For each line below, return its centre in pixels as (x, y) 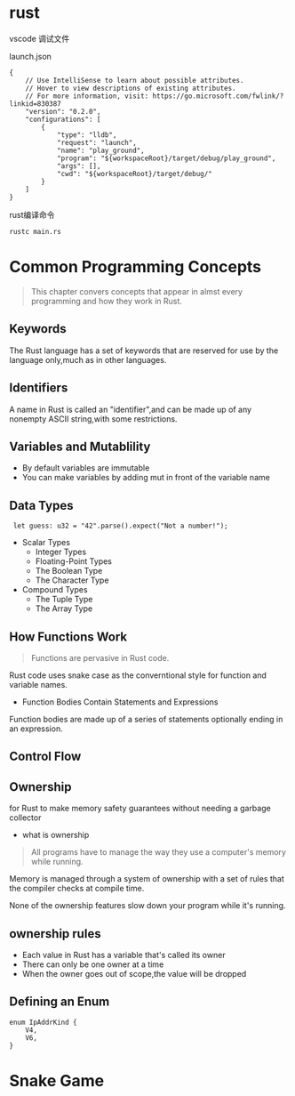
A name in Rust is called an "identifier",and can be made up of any (130, 409)
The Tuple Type (64, 600)
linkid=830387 (36, 104)
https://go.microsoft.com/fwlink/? (218, 96)
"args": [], (79, 166)
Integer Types (61, 552)
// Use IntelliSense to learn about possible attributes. (135, 80)
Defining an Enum (60, 1002)
